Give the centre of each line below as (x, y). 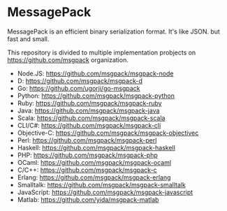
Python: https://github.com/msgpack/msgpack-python (96, 96)
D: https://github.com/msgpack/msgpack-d (80, 80)
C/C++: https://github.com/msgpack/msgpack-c (87, 170)
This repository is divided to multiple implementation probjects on (102, 52)
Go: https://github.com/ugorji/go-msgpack (79, 88)
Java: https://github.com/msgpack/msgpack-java (88, 110)
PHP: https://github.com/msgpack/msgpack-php (88, 155)
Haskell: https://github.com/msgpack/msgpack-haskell (96, 147)
